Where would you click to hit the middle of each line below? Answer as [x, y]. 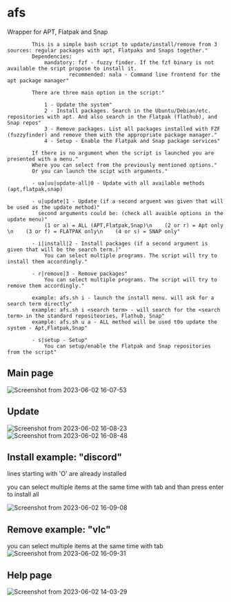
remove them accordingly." [46, 285]
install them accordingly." [48, 261]
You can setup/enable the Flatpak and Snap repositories [128, 346]
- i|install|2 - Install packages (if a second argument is [120, 243]
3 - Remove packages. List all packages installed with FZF [132, 129]
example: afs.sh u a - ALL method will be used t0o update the [124, 322]
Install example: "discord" [65, 457]
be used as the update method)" [53, 207]
